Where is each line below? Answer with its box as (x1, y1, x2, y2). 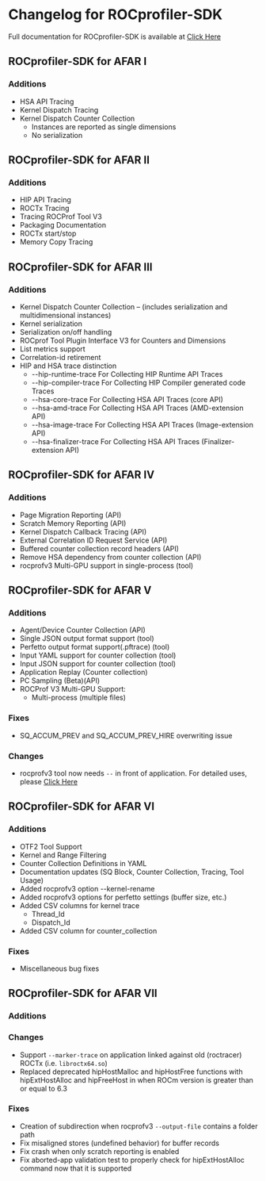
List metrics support (19, 344, 85, 354)
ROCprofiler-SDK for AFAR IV (8, 468, 155, 481)
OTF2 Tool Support (19, 842, 82, 851)
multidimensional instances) (19, 311, 112, 320)
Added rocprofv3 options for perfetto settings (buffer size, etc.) (19, 892, 227, 902)
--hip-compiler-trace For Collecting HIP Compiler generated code (31, 378, 246, 387)
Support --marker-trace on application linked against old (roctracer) (19, 1049, 242, 1060)
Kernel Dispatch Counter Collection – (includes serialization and (19, 302, 228, 311)
